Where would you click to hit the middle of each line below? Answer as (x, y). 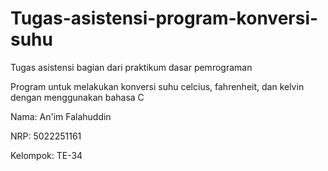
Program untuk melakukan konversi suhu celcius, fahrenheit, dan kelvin (157, 86)
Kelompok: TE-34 (46, 155)
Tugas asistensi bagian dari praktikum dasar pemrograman (131, 67)
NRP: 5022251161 (46, 136)
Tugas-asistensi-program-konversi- (164, 18)
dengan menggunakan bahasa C (77, 97)
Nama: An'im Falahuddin (61, 116)
